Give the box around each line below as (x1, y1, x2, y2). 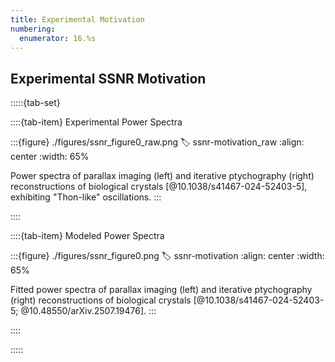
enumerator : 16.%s (19, 33, 97, 43)
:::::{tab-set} (10, 97, 61, 109)
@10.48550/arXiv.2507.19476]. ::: (20, 305, 157, 317)
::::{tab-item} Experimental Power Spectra (10, 116, 183, 128)
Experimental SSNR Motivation (10, 70, 207, 87)
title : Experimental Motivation (10, 14, 145, 25)
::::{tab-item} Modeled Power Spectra (10, 230, 165, 242)
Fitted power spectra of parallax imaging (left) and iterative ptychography (10, 284, 313, 296)
